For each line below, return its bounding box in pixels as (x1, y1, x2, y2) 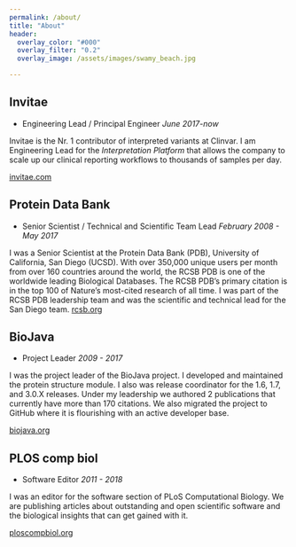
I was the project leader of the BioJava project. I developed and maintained (9, 370, 284, 381)
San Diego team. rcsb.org (9, 303, 103, 315)
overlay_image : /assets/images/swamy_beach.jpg (17, 54, 197, 63)
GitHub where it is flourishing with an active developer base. (9, 408, 230, 418)
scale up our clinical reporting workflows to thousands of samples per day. (9, 154, 282, 165)
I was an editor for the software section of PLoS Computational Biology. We (9, 491, 284, 502)
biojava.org (9, 425, 51, 435)
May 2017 (21, 230, 58, 240)
